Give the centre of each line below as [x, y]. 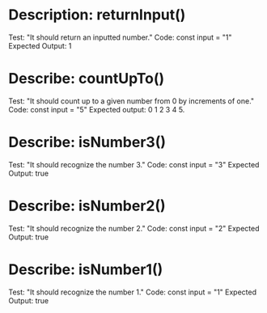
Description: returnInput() [97, 15]
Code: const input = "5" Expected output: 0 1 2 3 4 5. [97, 109]
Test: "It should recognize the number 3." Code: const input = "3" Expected [134, 164]
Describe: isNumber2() [87, 206]
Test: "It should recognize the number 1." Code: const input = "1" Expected [133, 292]
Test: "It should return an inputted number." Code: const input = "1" [120, 37]
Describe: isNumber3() [87, 142]
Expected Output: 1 [40, 45]
